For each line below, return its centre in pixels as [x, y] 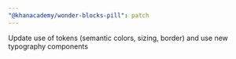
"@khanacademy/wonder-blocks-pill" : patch [79, 15]
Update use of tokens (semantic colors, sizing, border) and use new [118, 38]
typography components [48, 46]
